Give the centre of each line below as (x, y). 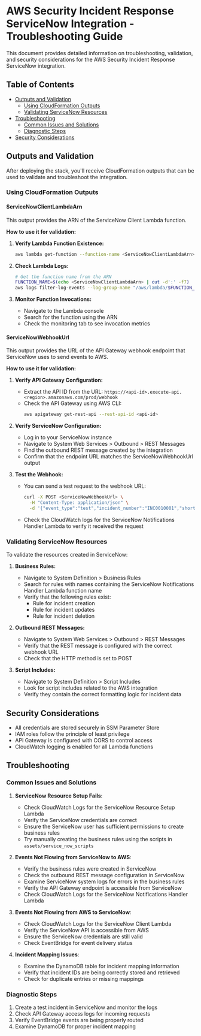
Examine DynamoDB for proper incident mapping (75, 1026)
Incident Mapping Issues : (47, 955)
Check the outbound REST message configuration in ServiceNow (104, 875)
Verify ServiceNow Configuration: (58, 426)
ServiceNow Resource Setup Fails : (59, 796)
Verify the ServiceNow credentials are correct (80, 820)
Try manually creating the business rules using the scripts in (98, 839)
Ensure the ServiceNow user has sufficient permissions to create (104, 826)
